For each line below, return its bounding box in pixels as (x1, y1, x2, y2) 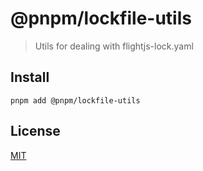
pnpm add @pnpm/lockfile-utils (10, 95, 141, 106)
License (10, 123, 61, 140)
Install (10, 69, 50, 86)
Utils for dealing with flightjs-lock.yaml (34, 40, 194, 52)
